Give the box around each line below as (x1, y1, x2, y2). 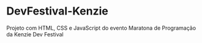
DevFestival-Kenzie (6, 4, 108, 18)
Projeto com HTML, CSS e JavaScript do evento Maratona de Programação (6, 24, 196, 31)
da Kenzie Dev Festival (6, 30, 64, 38)
